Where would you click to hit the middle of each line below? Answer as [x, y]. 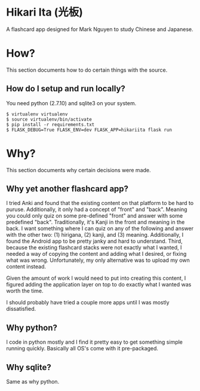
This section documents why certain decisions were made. [79, 170]
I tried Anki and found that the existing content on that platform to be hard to [100, 203]
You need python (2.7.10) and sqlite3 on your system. [71, 103]
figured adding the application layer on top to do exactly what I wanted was [99, 285]
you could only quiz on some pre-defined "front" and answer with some [95, 216]
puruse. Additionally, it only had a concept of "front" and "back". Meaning [97, 209]
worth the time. [25, 291]
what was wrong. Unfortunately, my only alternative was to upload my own [98, 260]
